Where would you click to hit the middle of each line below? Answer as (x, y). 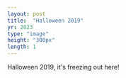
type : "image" (28, 34)
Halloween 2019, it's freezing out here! (63, 67)
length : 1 (22, 47)
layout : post (27, 14)
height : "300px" (31, 40)
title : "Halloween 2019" (45, 21)
